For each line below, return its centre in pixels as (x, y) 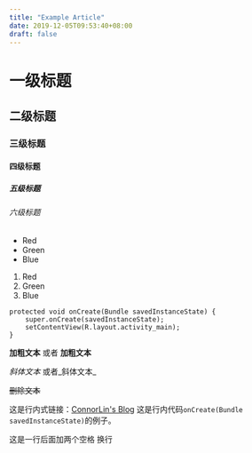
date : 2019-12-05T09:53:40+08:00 (71, 26)
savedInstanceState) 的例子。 (63, 421)
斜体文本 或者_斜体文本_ (53, 372)
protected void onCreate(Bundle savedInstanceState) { (113, 312)
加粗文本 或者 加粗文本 (50, 353)
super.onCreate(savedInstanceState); (95, 320)
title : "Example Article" (57, 17)
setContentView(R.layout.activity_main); (102, 328)
